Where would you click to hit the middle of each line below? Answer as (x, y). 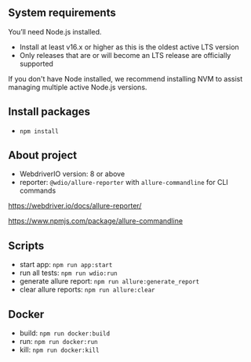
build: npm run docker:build (65, 333)
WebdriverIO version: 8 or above (72, 174)
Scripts (26, 246)
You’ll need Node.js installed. (55, 31)
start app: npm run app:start (66, 265)
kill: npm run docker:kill (59, 350)
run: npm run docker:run (58, 342)
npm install (39, 131)
